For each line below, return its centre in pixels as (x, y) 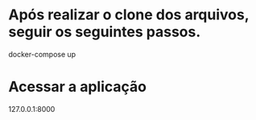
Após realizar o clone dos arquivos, (129, 15)
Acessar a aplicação (78, 87)
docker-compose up (42, 54)
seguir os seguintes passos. (105, 32)
